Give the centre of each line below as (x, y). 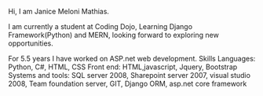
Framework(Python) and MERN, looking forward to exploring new (114, 35)
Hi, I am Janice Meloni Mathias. (59, 11)
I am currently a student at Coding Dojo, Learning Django (100, 26)
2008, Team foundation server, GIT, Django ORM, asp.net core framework (128, 83)
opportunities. (31, 43)
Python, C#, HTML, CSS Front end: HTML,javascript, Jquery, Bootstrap (123, 67)
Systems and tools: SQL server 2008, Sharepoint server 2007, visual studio (130, 75)
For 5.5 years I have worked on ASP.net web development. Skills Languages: (132, 59)
